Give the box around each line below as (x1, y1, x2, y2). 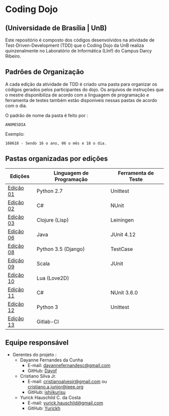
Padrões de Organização (5, 68, 84, 76)
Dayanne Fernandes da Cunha (20, 357, 83, 363)
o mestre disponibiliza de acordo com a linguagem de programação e (5, 92, 149, 98)
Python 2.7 (37, 187, 63, 194)
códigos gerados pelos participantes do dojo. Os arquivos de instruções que (5, 86, 164, 92)
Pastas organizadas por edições (5, 154, 108, 163)
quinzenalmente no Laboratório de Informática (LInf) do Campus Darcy (5, 48, 152, 54)
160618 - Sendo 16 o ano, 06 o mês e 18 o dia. (5, 140, 107, 146)
